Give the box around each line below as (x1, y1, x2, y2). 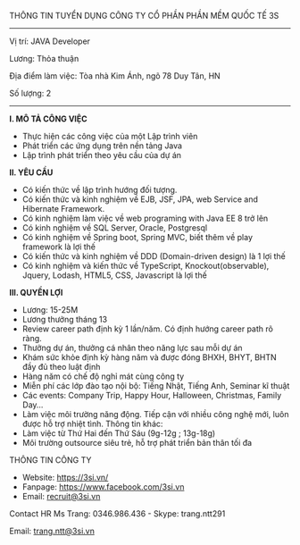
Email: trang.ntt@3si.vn (9, 525, 96, 536)
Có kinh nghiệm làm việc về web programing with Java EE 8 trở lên (21, 213, 269, 223)
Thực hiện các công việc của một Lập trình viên (21, 131, 198, 141)
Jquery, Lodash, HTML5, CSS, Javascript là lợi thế (21, 270, 207, 281)
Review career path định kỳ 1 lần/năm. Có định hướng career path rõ (21, 323, 274, 334)
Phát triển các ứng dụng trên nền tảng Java (21, 140, 183, 151)
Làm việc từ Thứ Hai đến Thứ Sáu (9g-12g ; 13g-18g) (21, 428, 216, 439)
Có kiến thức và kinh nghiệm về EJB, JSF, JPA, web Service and (21, 194, 259, 205)
